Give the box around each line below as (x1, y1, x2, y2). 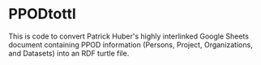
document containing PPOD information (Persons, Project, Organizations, (8, 39, 253, 49)
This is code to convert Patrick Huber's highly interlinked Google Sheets (8, 31, 250, 41)
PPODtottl (8, 5, 77, 23)
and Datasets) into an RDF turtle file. (8, 48, 130, 58)
